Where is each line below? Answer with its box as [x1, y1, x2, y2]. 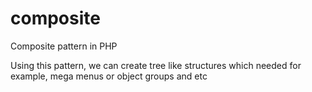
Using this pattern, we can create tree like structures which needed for [10, 59, 302, 71]
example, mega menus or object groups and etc [10, 70, 208, 82]
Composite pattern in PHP [10, 40, 118, 52]
